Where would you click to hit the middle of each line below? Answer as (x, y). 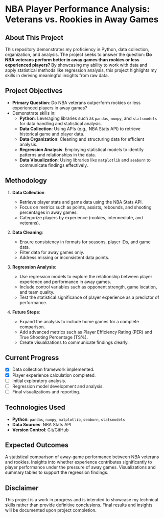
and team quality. (37, 292)
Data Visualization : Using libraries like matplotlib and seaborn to (85, 160)
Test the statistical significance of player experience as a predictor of (89, 297)
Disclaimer (22, 488)
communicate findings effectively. (54, 165)
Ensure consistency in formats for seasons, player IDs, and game (85, 242)
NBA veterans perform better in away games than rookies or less (72, 60)
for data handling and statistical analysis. (61, 123)
